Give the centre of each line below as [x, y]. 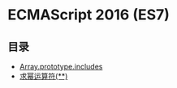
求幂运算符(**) [43, 76]
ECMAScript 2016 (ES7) [88, 15]
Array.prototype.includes [61, 67]
